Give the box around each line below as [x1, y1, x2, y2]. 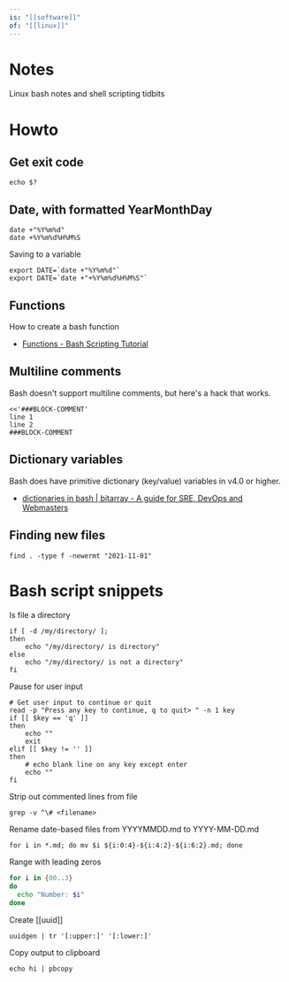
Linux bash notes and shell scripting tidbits [9, 89, 165, 99]
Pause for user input [9, 681, 84, 692]
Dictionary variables [9, 452, 124, 468]
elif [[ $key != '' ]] [9, 745, 93, 754]
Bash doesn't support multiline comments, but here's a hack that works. [9, 387, 271, 398]
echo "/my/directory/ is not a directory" [25, 658, 184, 667]
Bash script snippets [9, 581, 164, 600]
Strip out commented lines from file [9, 792, 139, 802]
